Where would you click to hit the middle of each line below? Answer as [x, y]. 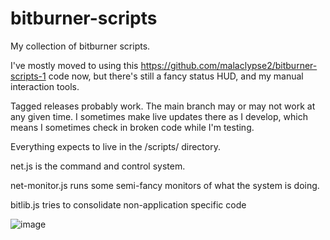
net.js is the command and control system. [98, 166]
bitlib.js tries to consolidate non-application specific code [128, 204]
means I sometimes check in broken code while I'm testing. [132, 127]
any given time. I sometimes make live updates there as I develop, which [159, 116]
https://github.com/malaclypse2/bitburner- [229, 65]
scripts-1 [28, 76]
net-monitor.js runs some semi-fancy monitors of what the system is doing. [165, 185]
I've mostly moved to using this [74, 65]
